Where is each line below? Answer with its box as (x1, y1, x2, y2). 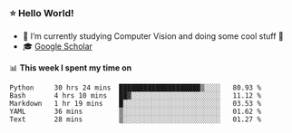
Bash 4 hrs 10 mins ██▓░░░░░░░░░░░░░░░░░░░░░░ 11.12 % (9, 91, 261, 100)
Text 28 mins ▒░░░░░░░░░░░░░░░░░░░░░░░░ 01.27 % (9, 115, 261, 124)
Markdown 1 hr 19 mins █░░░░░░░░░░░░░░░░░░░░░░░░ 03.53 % (9, 100, 261, 109)
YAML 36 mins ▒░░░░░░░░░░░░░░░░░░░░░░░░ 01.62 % (9, 107, 261, 117)
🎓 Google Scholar (22, 41, 93, 52)
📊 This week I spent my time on (9, 62, 132, 73)
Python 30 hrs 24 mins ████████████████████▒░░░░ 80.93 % (9, 83, 261, 92)
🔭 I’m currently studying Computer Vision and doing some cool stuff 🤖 (22, 31, 284, 42)
